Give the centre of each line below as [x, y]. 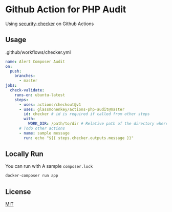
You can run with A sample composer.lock [49, 166]
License [18, 192]
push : [16, 71]
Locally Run [24, 154]
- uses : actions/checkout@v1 [50, 104]
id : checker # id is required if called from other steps [87, 114]
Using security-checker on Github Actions [50, 24]
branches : [25, 76]
